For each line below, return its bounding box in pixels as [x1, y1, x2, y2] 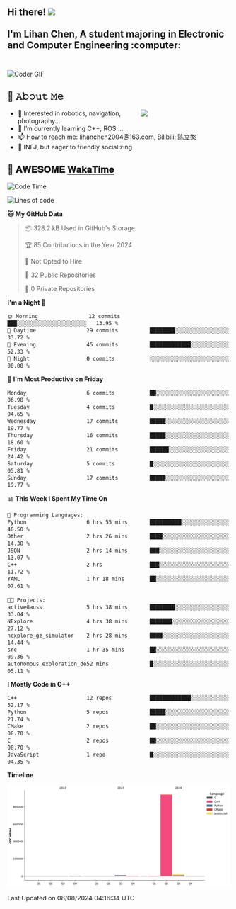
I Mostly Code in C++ [7, 680, 71, 689]
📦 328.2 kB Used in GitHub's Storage [24, 224, 136, 232]
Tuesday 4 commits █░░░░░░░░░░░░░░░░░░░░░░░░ [7, 404, 230, 411]
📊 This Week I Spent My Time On [7, 495, 107, 503]
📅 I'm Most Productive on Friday [7, 375, 104, 383]
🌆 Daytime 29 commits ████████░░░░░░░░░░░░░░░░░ [7, 327, 230, 334]
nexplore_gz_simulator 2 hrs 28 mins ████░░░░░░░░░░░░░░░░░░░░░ [7, 632, 230, 640]
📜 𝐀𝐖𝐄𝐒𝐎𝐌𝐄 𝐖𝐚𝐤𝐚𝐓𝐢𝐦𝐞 [7, 163, 114, 176]
